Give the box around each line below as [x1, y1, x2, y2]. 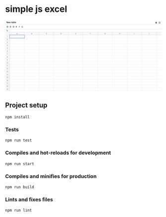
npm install [5, 115, 30, 120]
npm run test [5, 138, 32, 143]
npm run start [5, 161, 35, 166]
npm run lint [5, 208, 32, 213]
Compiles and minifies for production [5, 172, 97, 179]
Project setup [5, 101, 48, 109]
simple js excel [5, 3, 67, 15]
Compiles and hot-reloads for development [5, 150, 111, 157]
